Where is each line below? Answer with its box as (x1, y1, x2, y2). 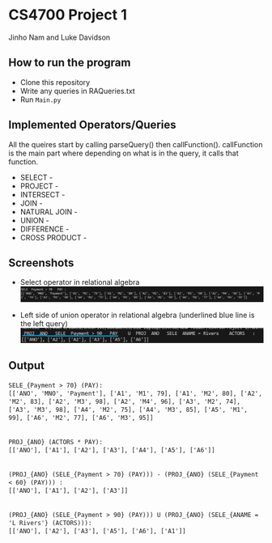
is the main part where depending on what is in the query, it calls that (8, 148, 239, 158)
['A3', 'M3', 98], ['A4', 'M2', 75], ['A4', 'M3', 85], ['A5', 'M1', (8, 405, 249, 414)
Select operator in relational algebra (19, 278, 140, 287)
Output (8, 358, 45, 373)
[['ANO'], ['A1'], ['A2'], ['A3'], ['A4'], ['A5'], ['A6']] (8, 446, 216, 454)
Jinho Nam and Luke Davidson (8, 32, 111, 42)
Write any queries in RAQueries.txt (19, 86, 135, 95)
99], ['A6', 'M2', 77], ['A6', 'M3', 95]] (8, 414, 154, 422)
